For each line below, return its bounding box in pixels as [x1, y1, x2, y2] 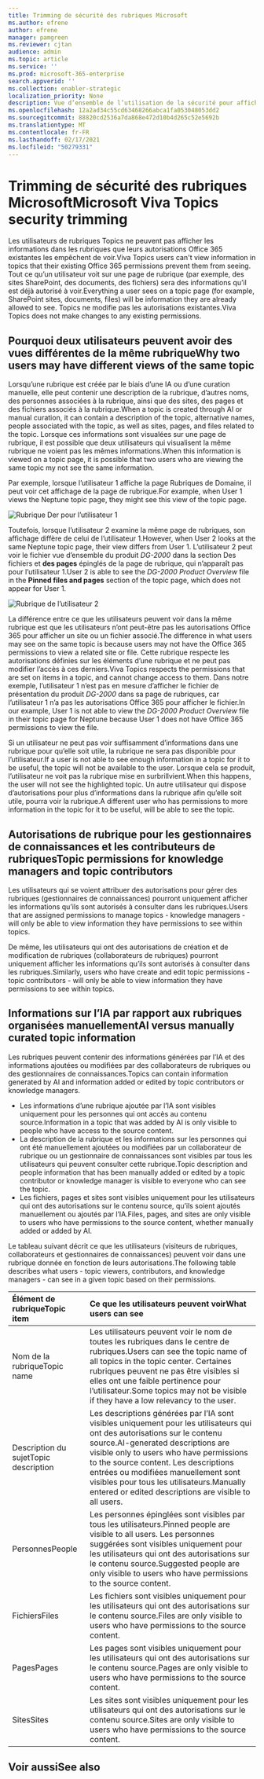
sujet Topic [12, 1451, 51, 1462]
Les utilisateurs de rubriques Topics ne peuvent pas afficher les [8, 237, 214, 246]
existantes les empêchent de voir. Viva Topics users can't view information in [8, 253, 256, 262]
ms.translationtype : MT [8, 121, 86, 129]
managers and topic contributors [8, 864, 174, 878]
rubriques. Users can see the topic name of [89, 1345, 247, 1356]
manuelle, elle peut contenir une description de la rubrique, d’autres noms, [8, 388, 249, 398]
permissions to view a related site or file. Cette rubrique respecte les [8, 647, 229, 657]
